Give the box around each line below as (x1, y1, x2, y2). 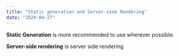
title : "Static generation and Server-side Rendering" (6, 8, 147, 15)
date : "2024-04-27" (6, 14, 56, 20)
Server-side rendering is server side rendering (6, 43, 124, 50)
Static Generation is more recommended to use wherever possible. (6, 31, 175, 38)
